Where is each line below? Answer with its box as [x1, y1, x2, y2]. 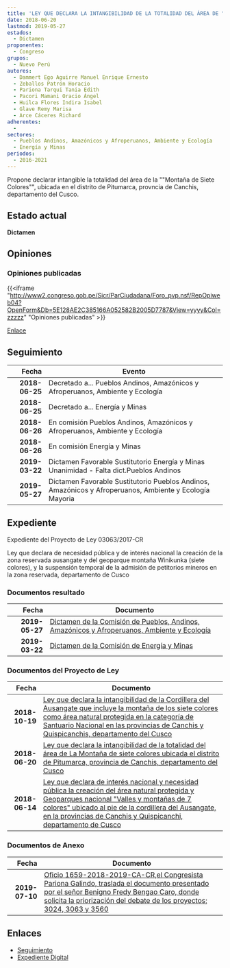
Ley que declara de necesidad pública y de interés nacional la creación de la [7, 548, 223, 557]
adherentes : [7, 118, 41, 125]
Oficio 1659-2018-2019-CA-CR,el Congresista [44, 870, 203, 880]
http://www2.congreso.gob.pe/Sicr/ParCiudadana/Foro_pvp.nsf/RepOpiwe [10, 291, 220, 300]
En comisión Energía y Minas [48, 441, 142, 451]
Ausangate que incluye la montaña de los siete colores [42, 703, 218, 713]
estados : [7, 29, 32, 36]
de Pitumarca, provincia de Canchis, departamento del [42, 758, 218, 767]
